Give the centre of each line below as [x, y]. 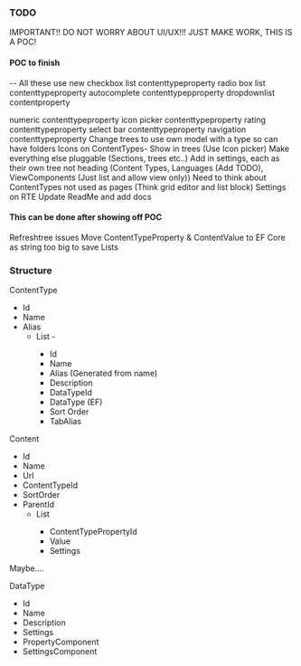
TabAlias [66, 421]
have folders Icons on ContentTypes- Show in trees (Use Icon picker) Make [150, 148]
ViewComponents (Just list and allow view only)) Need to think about [138, 177]
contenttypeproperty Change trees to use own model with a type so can [144, 138]
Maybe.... [27, 568]
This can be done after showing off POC [86, 217]
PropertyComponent [61, 642]
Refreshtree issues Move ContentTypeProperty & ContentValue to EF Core [148, 237]
